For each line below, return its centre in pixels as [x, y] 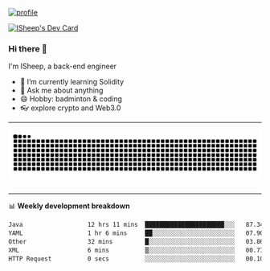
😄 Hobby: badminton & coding [71, 99]
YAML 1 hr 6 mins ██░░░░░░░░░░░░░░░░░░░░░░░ [122, 233]
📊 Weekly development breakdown [69, 206]
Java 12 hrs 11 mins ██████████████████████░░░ [122, 225]
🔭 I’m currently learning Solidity [72, 82]
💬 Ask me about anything [61, 90]
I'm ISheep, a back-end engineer [63, 66]
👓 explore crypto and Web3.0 [70, 108]
